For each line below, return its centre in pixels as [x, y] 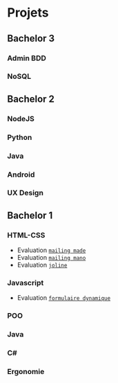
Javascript [26, 283]
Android [21, 175]
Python [20, 137]
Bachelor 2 [31, 99]
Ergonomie [26, 372]
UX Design [25, 193]
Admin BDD [27, 58]
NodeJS [21, 118]
